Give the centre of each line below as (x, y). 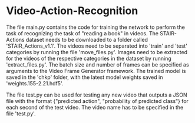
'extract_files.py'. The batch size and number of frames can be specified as (98, 64)
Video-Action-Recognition (72, 11)
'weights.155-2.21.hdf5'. (35, 83)
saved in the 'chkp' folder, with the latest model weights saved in (85, 77)
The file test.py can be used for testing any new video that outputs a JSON (97, 95)
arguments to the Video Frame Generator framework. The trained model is (96, 71)
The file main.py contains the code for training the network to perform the (96, 27)
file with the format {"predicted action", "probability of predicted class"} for (97, 101)
